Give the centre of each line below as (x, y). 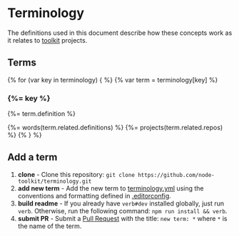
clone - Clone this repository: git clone (76, 174)
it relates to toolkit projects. (47, 40)
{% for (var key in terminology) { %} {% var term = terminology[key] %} (113, 80)
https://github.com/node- (177, 175)
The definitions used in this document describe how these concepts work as (120, 33)
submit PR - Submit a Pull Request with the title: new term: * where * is (122, 218)
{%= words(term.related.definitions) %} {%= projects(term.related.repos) (115, 128)
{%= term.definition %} (42, 114)
